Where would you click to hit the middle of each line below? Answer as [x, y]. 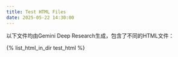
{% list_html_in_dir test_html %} [46, 48]
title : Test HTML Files [36, 12]
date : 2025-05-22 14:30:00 [40, 18]
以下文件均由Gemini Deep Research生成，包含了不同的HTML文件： [90, 35]
